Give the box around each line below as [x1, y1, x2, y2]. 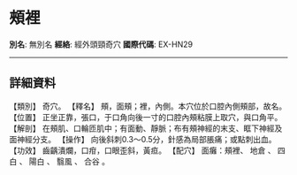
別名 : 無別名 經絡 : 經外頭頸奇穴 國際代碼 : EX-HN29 [9, 39, 193, 49]
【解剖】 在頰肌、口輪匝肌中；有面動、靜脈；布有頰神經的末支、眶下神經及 [9, 123, 283, 133]
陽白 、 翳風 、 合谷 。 [28, 156, 110, 166]
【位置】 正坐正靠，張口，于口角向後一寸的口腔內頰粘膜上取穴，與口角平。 [9, 111, 283, 122]
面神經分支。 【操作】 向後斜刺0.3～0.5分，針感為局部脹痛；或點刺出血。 [9, 133, 277, 144]
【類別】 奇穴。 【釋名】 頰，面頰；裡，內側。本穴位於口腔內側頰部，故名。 [9, 101, 287, 111]
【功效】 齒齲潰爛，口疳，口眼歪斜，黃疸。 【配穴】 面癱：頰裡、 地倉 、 [9, 145, 276, 156]
